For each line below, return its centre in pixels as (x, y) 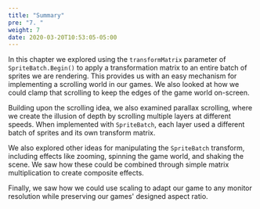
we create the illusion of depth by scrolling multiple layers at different (119, 116)
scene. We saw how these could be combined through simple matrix (119, 164)
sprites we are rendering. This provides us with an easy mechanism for (123, 76)
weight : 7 (24, 30)
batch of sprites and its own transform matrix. (82, 133)
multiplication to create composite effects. (76, 173)
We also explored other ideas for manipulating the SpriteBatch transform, (126, 148)
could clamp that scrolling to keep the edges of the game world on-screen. (129, 93)
